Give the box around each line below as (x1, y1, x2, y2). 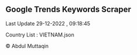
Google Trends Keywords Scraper (5, 5, 131, 14)
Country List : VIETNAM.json (5, 31, 74, 38)
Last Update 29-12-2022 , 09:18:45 (5, 20, 91, 27)
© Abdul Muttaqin (5, 42, 49, 49)
